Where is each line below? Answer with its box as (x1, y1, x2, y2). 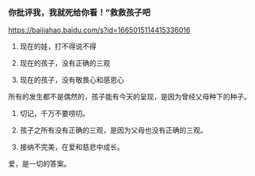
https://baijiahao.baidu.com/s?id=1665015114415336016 (8, 25, 191, 35)
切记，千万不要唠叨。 (19, 109, 89, 118)
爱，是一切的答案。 (8, 159, 71, 169)
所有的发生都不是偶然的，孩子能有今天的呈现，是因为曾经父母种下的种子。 (8, 92, 251, 102)
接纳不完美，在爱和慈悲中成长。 (19, 142, 124, 152)
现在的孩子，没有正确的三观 (19, 58, 111, 68)
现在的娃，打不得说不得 (19, 42, 97, 51)
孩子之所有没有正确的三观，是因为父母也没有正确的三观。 (19, 125, 207, 135)
